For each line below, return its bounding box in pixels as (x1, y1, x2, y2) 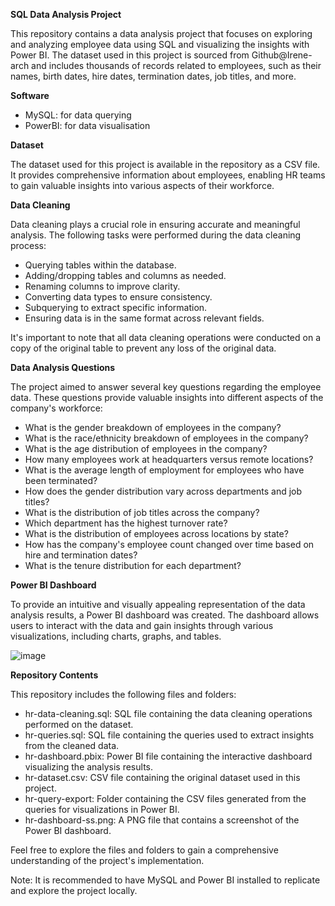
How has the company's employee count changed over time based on (24, 539, 315, 550)
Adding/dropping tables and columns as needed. (24, 270, 227, 281)
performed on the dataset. (24, 719, 134, 730)
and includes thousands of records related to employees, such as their (31, 60, 322, 71)
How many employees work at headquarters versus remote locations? (24, 454, 314, 465)
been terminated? (24, 475, 98, 486)
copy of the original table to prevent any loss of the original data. (10, 342, 277, 354)
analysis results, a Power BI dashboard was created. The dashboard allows (10, 609, 320, 621)
